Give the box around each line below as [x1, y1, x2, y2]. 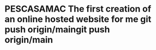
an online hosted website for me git [4, 14, 152, 25]
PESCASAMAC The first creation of [4, 3, 152, 15]
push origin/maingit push [4, 24, 110, 35]
